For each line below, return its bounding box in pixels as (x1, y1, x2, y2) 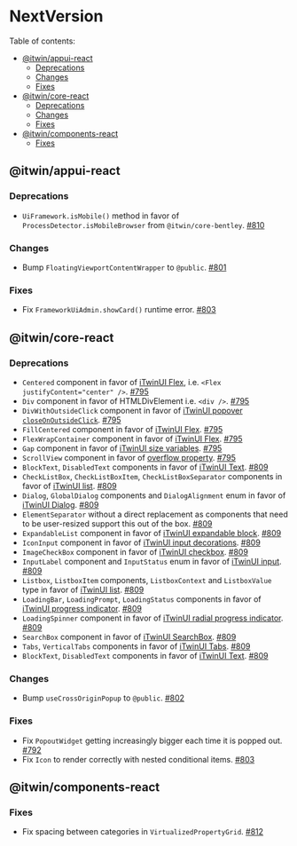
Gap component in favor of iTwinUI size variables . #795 (21, 442, 223, 454)
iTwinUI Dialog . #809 (21, 499, 99, 510)
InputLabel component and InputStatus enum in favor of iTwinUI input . (21, 556, 282, 566)
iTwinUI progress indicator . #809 (21, 603, 142, 613)
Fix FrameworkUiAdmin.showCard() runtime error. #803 (21, 304, 216, 315)
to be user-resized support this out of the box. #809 (21, 518, 213, 529)
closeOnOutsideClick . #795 (21, 415, 121, 425)
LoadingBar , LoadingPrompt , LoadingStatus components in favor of (21, 593, 262, 605)
